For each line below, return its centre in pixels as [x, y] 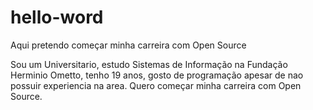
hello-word [57, 17]
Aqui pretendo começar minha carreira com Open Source [128, 45]
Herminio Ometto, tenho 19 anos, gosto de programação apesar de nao [157, 75]
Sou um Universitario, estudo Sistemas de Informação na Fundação [149, 64]
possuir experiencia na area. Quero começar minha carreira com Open [156, 85]
